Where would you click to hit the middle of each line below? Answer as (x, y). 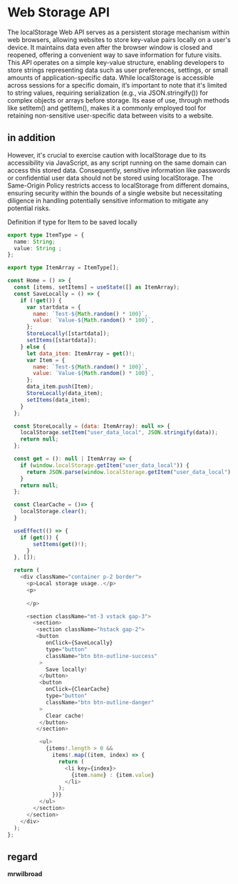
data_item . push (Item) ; (60, 387)
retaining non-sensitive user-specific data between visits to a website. (110, 115)
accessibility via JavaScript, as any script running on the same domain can (117, 163)
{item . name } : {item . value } (113, 775)
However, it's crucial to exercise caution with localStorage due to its (107, 155)
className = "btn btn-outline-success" (102, 656)
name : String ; (35, 242)
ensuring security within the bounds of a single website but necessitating (115, 192)
